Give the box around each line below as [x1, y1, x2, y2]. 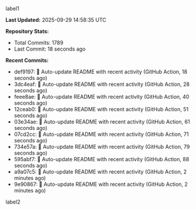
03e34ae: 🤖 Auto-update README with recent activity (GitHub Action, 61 [13, 118, 190, 125]
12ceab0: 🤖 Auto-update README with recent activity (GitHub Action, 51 [13, 106, 189, 112]
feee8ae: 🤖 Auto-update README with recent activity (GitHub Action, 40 [13, 94, 190, 100]
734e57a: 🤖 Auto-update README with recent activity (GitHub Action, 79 [13, 144, 190, 150]
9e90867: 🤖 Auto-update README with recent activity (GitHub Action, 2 [13, 181, 188, 188]
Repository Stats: [5, 28, 49, 35]
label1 [5, 5, 20, 12]
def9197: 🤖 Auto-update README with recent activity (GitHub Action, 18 [13, 68, 188, 75]
